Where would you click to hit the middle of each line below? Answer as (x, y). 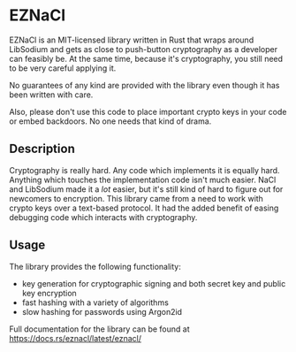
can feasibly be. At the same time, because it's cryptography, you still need (146, 58)
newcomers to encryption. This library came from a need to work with (136, 198)
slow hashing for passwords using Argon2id (102, 311)
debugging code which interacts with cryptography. (103, 217)
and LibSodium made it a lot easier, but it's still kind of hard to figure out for (146, 189)
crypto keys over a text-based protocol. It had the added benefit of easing (144, 208)
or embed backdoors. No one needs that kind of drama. (110, 121)
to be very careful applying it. (63, 68)
